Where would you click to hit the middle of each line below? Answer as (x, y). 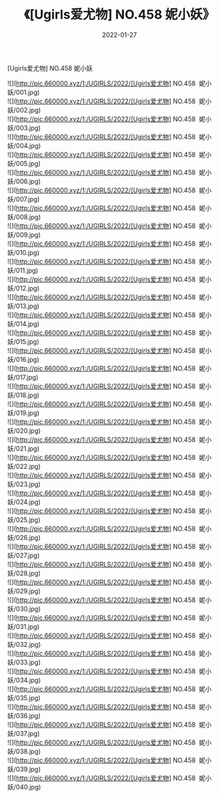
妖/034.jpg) (24, 680)
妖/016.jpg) (23, 359)
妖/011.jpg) (23, 270)
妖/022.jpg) (24, 466)
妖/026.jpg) (24, 537)
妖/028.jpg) (24, 573)
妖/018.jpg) (23, 395)
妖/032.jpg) (24, 644)
